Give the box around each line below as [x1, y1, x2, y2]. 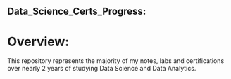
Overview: [7, 34, 70, 50]
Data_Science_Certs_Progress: [7, 6, 146, 17]
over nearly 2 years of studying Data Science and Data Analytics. [7, 64, 196, 73]
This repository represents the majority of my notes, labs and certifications [7, 57, 225, 65]
